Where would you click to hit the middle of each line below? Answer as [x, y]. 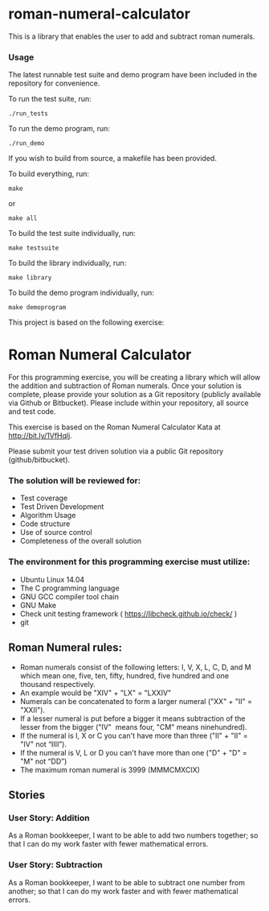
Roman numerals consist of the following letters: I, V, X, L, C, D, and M [135, 667]
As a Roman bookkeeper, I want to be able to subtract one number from [126, 882]
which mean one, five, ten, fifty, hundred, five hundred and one [124, 675]
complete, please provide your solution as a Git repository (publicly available [135, 395]
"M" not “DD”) [43, 761]
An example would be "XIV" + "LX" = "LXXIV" [96, 693]
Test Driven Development [62, 507]
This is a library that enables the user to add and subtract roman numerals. [132, 36]
